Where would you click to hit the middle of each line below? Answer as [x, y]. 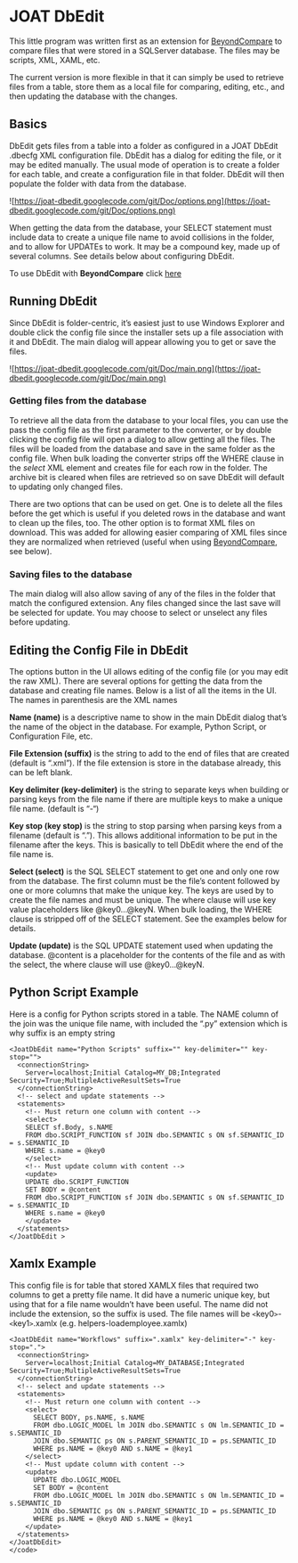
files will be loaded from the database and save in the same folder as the [142, 448]
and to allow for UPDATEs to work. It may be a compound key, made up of [145, 246]
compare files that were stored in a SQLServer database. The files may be [145, 50]
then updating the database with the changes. [93, 96]
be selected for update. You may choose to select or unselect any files [138, 613]
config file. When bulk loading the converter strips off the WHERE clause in [147, 458]
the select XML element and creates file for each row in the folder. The [139, 467]
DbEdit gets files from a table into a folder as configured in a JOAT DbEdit [144, 145]
